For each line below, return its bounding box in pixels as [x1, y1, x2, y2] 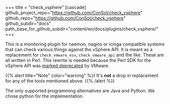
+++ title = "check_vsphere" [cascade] [5, 5, 86, 10]
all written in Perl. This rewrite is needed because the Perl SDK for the [5, 57, 151, 63]
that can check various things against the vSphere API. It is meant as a [5, 47, 153, 52]
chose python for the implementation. [5, 93, 84, 99]
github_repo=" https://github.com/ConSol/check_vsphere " [5, 15, 126, 21]
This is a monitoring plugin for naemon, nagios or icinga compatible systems [5, 41, 165, 47]
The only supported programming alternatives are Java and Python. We [5, 88, 155, 93]
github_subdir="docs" [5, 20, 51, 26]
